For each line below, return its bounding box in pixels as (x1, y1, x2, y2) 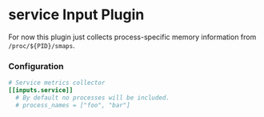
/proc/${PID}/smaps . (8, 40, 75, 50)
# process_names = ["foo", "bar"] (15, 101, 130, 109)
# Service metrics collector (8, 79, 106, 87)
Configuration (8, 60, 64, 71)
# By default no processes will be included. (15, 94, 170, 102)
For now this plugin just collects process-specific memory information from (8, 32, 257, 42)
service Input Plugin (8, 6, 145, 24)
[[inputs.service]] (8, 87, 74, 95)
